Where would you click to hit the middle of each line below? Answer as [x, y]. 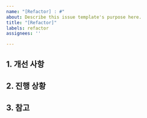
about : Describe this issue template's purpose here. [74, 17]
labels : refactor [28, 28]
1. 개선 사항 [25, 64]
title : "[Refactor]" [32, 22]
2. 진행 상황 [26, 86]
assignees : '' [24, 34]
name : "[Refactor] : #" [36, 12]
